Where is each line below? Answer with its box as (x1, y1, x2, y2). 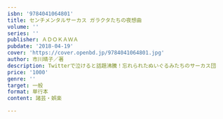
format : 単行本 (7, 88, 48, 95)
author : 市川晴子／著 (7, 56, 65, 63)
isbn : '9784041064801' (7, 10, 74, 17)
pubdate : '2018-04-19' (7, 43, 74, 50)
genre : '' (7, 75, 36, 83)
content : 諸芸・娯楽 (7, 95, 62, 102)
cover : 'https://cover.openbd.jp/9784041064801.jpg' (7, 50, 165, 57)
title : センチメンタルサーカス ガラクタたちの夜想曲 (7, 17, 142, 24)
